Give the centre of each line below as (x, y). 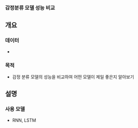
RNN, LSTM (24, 120)
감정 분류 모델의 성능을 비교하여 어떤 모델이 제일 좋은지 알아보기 (73, 77)
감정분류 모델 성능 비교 (30, 7)
